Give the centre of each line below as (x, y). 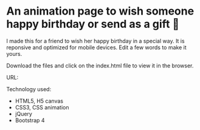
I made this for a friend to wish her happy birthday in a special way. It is (95, 41)
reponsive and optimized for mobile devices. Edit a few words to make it (96, 47)
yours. (14, 53)
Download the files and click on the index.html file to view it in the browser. (100, 66)
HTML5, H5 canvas (39, 101)
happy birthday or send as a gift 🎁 (93, 24)
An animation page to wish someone (100, 11)
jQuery (23, 114)
